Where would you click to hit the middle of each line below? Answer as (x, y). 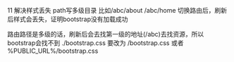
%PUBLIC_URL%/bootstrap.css (53, 51)
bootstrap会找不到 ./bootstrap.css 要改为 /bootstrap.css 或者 (96, 43)
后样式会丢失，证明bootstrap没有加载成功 (68, 19)
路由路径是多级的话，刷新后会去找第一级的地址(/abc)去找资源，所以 (106, 34)
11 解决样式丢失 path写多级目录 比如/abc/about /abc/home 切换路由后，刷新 (117, 10)
